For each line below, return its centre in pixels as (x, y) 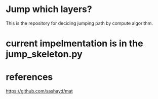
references (29, 77)
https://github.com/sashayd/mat (39, 91)
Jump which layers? (49, 9)
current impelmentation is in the (74, 43)
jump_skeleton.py (44, 54)
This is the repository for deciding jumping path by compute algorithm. (80, 23)
